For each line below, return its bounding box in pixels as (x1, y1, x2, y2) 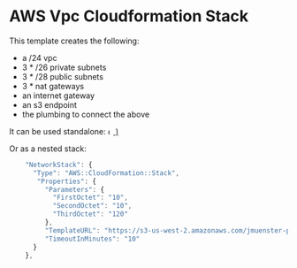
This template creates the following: (9, 35, 140, 46)
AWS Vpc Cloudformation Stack (9, 6, 249, 27)
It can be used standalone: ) (9, 126, 119, 136)
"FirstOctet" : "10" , (52, 193, 128, 203)
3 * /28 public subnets (21, 71, 104, 81)
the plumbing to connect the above (21, 109, 150, 119)
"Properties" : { (36, 177, 97, 186)
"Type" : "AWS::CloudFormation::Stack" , (32, 168, 179, 178)
